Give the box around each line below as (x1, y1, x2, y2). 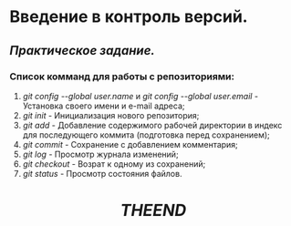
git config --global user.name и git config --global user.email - (22, 90, 258, 101)
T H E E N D (120, 200, 187, 221)
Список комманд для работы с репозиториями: (9, 70, 235, 83)
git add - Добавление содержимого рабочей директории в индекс (22, 119, 283, 130)
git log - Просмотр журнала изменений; (22, 149, 180, 159)
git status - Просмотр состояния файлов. (22, 168, 182, 179)
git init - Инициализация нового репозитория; (22, 109, 200, 120)
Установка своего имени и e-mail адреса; (22, 100, 185, 111)
